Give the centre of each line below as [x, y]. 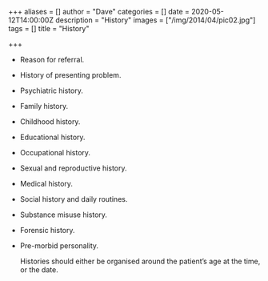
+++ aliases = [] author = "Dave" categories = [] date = [99, 12]
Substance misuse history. [64, 215]
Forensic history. [47, 230]
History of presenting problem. [70, 75]
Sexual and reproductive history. [73, 168]
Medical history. [46, 184]
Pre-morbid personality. [59, 246]
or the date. [39, 270]
